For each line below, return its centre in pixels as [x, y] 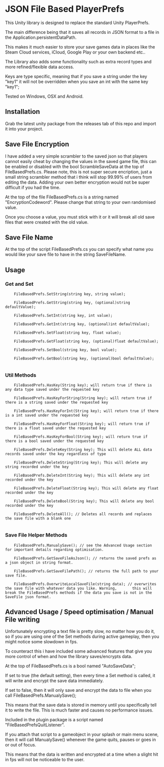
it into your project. [24, 129]
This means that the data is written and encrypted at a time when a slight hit [82, 754]
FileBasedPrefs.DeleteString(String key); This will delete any [81, 463]
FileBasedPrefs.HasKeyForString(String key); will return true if [83, 398]
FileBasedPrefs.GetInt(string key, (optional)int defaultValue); [82, 324]
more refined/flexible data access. [40, 67]
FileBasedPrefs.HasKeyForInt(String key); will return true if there [86, 411]
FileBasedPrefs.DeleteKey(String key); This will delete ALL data [83, 450]
